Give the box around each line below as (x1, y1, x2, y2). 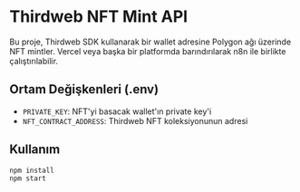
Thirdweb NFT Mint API (9, 6, 189, 27)
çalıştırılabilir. (9, 55, 59, 66)
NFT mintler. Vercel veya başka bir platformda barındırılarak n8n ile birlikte (9, 45, 286, 56)
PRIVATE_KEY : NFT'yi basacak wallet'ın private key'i (22, 106, 212, 117)
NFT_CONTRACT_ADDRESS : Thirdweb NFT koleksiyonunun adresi (22, 115, 248, 126)
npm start (9, 174, 47, 183)
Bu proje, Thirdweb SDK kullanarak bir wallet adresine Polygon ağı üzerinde (9, 36, 292, 47)
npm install (9, 166, 54, 175)
